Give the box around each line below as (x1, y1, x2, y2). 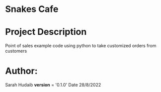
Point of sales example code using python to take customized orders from (5, 43, 157, 49)
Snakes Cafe (5, 3, 59, 15)
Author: (5, 66, 38, 77)
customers (5, 48, 27, 54)
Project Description (5, 26, 87, 38)
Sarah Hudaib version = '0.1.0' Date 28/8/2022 (5, 82, 101, 88)
